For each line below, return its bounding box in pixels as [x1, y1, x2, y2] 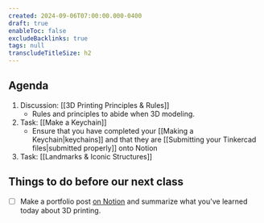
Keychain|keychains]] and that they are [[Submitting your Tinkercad [31, 134, 257, 144]
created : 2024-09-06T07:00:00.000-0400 [8, 11, 142, 20]
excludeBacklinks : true [8, 34, 89, 43]
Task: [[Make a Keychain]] [19, 118, 107, 127]
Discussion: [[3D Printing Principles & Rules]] [19, 100, 170, 109]
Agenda [8, 79, 49, 93]
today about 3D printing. [19, 205, 101, 215]
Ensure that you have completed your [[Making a [31, 126, 194, 135]
